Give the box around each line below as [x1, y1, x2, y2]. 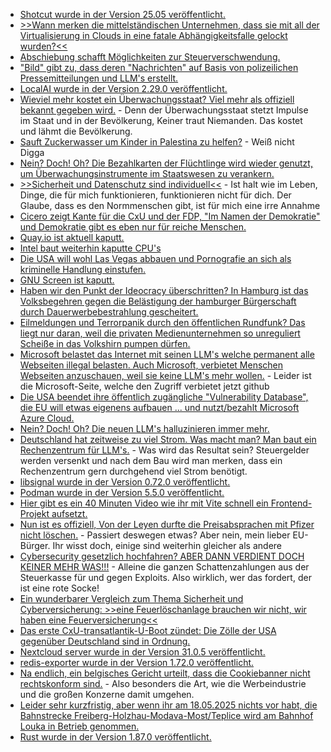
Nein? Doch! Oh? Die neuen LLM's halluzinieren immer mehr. [19, 423, 270, 434]
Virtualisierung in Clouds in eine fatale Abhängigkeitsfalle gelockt [19, 30, 288, 41]
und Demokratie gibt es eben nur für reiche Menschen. [19, 221, 247, 233]
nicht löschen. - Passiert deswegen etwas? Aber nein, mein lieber [19, 529, 291, 541]
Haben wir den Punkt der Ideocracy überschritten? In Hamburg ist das [19, 285, 309, 296]
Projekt [19, 508, 50, 519]
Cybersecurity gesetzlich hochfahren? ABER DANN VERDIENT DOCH [19, 550, 305, 562]
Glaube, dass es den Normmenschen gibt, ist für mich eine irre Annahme [19, 200, 321, 211]
